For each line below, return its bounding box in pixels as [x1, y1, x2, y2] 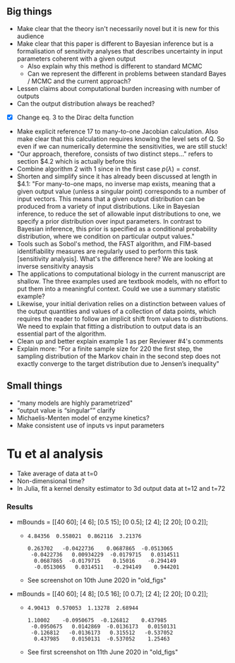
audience [16, 32, 44, 40]
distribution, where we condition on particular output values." [16, 232, 195, 241]
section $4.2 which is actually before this [16, 157, 137, 165]
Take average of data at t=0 [16, 469, 98, 478]
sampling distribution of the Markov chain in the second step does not [16, 352, 221, 360]
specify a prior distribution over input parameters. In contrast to [16, 217, 202, 225]
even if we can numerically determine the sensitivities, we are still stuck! [16, 142, 227, 150]
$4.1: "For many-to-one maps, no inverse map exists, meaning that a [16, 179, 216, 188]
